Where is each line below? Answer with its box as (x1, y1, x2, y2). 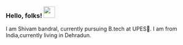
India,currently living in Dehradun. (6, 32, 91, 39)
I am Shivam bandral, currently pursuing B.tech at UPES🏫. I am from (6, 25, 177, 33)
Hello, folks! (6, 11, 42, 19)
